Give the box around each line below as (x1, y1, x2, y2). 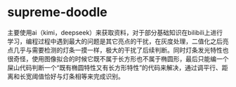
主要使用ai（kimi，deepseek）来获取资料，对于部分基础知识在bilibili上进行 (7, 28, 223, 36)
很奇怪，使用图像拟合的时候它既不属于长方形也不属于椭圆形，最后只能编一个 (7, 54, 229, 63)
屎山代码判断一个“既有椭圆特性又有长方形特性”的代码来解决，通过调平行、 (7, 63, 223, 72)
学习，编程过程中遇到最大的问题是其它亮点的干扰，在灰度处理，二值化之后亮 (7, 36, 229, 46)
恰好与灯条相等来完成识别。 (44, 72, 124, 81)
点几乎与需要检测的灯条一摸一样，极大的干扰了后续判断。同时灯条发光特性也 (7, 46, 229, 54)
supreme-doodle (7, 4, 107, 20)
